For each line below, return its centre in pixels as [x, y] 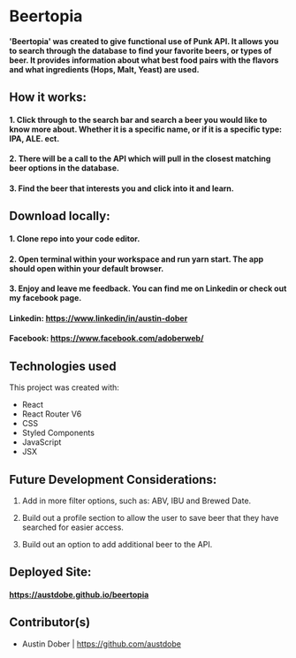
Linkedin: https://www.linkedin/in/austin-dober [99, 318]
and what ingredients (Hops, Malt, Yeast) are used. [104, 69]
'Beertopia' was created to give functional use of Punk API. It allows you [144, 41]
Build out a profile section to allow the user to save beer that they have [150, 517]
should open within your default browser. [87, 268]
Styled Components [58, 433]
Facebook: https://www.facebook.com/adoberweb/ [106, 339]
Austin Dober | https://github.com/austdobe [101, 644]
